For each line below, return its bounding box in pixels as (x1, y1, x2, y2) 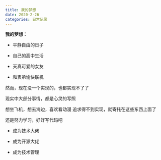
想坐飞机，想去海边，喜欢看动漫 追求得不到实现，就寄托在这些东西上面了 (5, 106, 156, 113)
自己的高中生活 (12, 52, 44, 59)
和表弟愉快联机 (12, 74, 44, 80)
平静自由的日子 (12, 42, 44, 48)
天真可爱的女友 (12, 64, 44, 70)
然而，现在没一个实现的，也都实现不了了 (5, 85, 89, 91)
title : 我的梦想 (5, 7, 36, 13)
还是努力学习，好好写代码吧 (5, 117, 63, 123)
